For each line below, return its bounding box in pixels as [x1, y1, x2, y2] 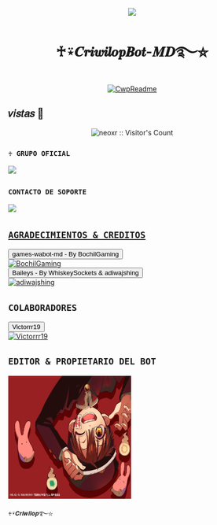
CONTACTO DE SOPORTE [8, 187, 87, 196]
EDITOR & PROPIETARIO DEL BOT [8, 356, 156, 368]
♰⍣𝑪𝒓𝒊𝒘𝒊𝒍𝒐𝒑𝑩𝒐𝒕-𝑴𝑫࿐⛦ [56, 43, 208, 61]
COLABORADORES [8, 301, 77, 313]
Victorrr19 [12, 323, 41, 331]
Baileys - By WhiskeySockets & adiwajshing [12, 268, 139, 277]
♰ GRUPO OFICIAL [8, 149, 71, 157]
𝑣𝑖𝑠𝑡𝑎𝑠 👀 [8, 107, 45, 120]
